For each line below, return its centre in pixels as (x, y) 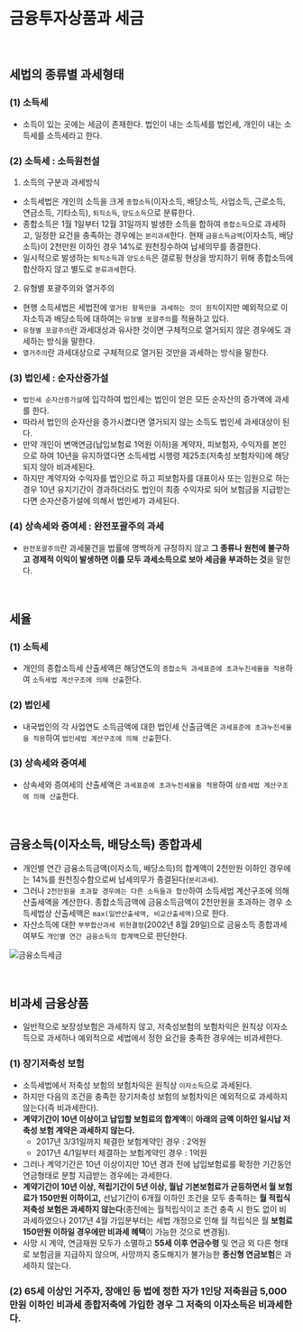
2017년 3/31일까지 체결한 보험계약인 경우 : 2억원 (121, 1141)
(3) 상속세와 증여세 (48, 763)
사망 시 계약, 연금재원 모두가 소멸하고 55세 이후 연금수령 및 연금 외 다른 (147, 1243)
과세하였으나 (45, 1220)
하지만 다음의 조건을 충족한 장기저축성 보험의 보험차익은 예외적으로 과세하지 (155, 1096)
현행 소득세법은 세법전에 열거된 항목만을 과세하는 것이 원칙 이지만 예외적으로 (151, 307)
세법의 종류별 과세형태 (67, 74)
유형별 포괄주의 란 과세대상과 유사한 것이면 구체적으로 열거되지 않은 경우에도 (152, 329)
